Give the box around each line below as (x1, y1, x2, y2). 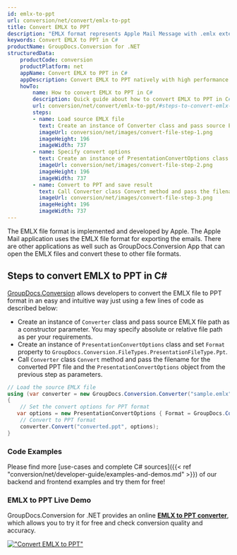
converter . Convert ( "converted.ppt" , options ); (20, 423, 159, 430)
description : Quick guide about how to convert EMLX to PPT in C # (32, 96, 232, 103)
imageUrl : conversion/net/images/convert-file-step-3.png (38, 194, 213, 201)
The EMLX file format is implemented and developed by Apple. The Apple (7, 227, 221, 235)
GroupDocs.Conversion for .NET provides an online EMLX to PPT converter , (7, 511, 229, 520)
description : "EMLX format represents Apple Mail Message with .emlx (7, 30, 217, 37)
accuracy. (7, 526, 37, 534)
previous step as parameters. (17, 370, 103, 378)
